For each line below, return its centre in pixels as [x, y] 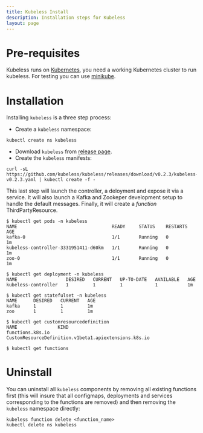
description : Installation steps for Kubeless [66, 18]
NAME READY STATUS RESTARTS [97, 227]
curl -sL [17, 169]
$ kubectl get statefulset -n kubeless [56, 296]
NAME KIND [37, 328]
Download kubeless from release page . [63, 151]
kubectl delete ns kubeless [42, 425]
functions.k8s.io [28, 333]
